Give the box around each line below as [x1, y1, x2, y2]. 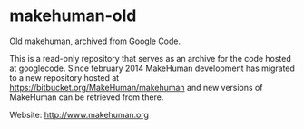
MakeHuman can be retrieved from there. [9, 92, 164, 103]
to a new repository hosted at [9, 72, 120, 83]
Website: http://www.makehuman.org [9, 109, 150, 120]
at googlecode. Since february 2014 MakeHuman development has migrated [9, 63, 295, 74]
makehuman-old [9, 5, 137, 26]
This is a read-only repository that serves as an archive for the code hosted [9, 53, 292, 64]
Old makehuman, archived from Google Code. [9, 35, 181, 46]
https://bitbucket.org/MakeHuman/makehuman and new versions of [9, 82, 263, 93]
